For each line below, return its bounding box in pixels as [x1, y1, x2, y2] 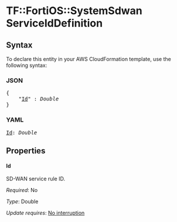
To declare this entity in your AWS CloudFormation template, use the [6, 56, 171, 62]
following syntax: [6, 62, 47, 69]
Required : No [6, 187, 38, 194]
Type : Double [6, 198, 39, 205]
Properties [6, 146, 46, 156]
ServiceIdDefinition [6, 16, 103, 30]
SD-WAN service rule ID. [6, 175, 66, 183]
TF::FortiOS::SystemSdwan [6, 4, 142, 18]
